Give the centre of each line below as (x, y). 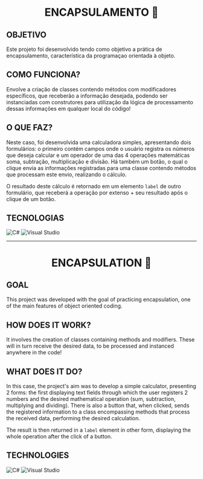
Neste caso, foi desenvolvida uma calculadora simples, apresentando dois (99, 142)
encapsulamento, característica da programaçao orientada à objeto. (91, 56)
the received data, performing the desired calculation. (73, 418)
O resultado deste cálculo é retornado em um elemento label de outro (94, 186)
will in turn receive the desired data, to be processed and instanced (90, 346)
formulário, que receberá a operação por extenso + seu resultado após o (97, 193)
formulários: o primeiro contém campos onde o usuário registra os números (101, 148)
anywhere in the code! (34, 352)
